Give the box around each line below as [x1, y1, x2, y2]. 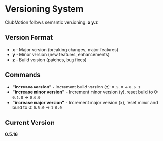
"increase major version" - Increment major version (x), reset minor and [12, 99, 158, 105]
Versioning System [5, 3, 84, 15]
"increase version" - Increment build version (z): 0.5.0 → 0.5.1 [12, 84, 141, 89]
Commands [5, 71, 41, 79]
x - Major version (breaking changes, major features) [12, 46, 119, 52]
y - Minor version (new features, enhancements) [12, 52, 109, 57]
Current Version [5, 118, 55, 127]
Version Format [5, 34, 53, 42]
